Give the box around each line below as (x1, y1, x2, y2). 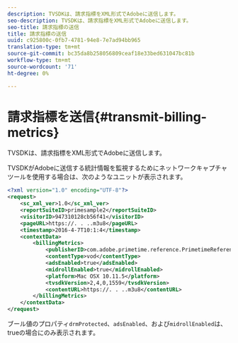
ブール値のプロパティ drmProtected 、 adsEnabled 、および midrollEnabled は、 (7, 320, 227, 328)
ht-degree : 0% (7, 70, 50, 77)
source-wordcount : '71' (7, 63, 78, 70)
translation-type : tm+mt (7, 43, 81, 50)
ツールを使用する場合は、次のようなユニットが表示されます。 (7, 173, 187, 181)
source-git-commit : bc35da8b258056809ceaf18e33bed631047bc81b (7, 50, 195, 58)
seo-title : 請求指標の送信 (7, 23, 80, 31)
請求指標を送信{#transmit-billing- (7, 109, 208, 125)
